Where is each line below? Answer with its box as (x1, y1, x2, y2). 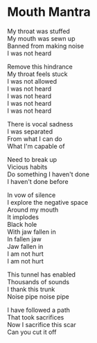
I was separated (7, 127, 53, 136)
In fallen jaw (7, 234, 42, 243)
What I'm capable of (7, 142, 65, 150)
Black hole (7, 220, 37, 228)
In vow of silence (7, 191, 56, 199)
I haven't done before (7, 177, 69, 185)
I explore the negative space (7, 198, 89, 206)
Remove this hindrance (7, 62, 73, 71)
